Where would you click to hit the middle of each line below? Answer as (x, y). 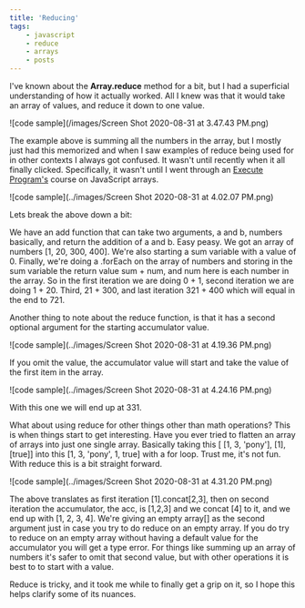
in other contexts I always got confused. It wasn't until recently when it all (147, 160)
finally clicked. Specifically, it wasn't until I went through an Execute (137, 170)
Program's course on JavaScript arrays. (84, 179)
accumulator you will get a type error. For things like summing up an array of (152, 547)
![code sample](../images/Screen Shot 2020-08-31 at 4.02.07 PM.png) (142, 197)
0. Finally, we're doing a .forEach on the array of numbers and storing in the (151, 261)
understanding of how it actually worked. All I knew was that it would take (147, 96)
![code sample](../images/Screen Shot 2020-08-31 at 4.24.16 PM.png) (141, 390)
